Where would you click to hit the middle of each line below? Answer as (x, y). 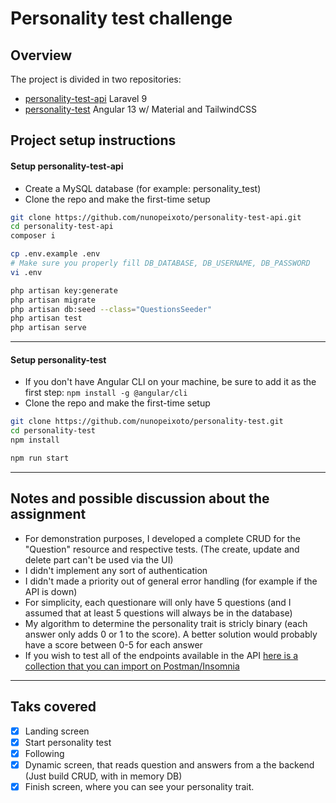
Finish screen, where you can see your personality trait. (139, 786)
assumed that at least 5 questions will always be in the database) (158, 613)
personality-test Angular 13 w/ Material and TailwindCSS (140, 109)
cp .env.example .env (55, 254)
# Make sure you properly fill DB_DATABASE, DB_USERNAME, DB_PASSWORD (160, 263)
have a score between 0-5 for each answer (113, 644)
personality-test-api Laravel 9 (86, 98)
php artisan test (46, 318)
